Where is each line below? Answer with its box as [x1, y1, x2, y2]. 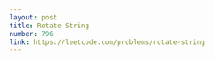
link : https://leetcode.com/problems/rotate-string [9, 37, 205, 47]
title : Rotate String [9, 21, 90, 30]
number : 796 [9, 29, 53, 38]
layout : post [9, 12, 58, 22]
